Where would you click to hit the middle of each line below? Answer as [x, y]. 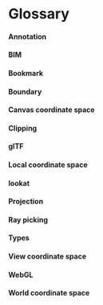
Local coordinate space [48, 164]
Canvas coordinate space [51, 110]
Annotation [28, 36]
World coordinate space [49, 293]
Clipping [23, 128]
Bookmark [26, 73]
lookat [19, 183]
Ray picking [28, 219]
